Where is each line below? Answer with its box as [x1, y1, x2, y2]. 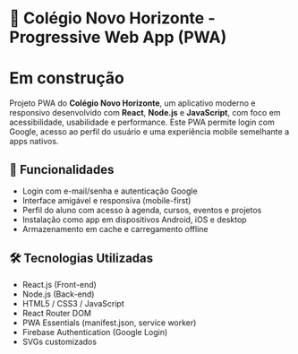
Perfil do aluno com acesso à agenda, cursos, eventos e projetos [21, 204, 262, 215]
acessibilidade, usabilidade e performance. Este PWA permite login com [9, 117, 275, 128]
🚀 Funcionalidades [9, 161, 115, 177]
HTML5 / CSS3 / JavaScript [21, 298, 125, 308]
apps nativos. [9, 136, 59, 147]
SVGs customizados [21, 336, 97, 347]
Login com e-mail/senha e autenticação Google [21, 186, 199, 196]
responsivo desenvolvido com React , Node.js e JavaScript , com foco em [9, 108, 281, 118]
